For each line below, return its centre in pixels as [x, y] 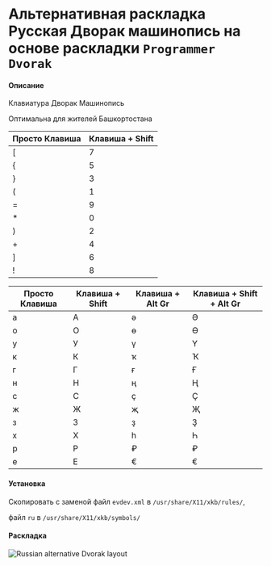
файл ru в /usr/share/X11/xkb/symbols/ [75, 517]
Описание [26, 85]
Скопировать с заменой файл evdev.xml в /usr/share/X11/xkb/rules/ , [127, 501]
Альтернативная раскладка [107, 14]
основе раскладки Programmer [112, 48]
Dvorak [30, 64]
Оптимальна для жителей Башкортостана [81, 119]
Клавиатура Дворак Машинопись [67, 103]
